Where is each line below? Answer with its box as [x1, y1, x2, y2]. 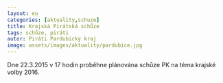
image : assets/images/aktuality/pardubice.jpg [7, 42, 143, 49]
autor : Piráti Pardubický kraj [7, 36, 97, 43]
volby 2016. [7, 68, 40, 76]
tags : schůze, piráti [7, 29, 69, 36]
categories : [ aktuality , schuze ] [7, 16, 99, 23]
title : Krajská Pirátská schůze [7, 23, 99, 29]
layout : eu [7, 10, 38, 17]
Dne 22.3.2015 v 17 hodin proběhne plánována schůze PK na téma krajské [7, 61, 216, 69]
